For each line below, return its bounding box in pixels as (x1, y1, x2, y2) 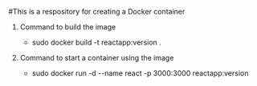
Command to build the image (19, 22, 116, 31)
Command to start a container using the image (19, 53, 174, 62)
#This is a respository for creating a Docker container (8, 7, 186, 16)
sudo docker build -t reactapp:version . (31, 37, 162, 47)
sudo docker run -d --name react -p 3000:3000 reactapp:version (31, 68, 249, 78)
